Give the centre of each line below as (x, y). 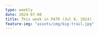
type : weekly (19, 10)
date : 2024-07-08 (24, 14)
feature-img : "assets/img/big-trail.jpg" (50, 24)
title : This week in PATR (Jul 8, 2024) (49, 19)
